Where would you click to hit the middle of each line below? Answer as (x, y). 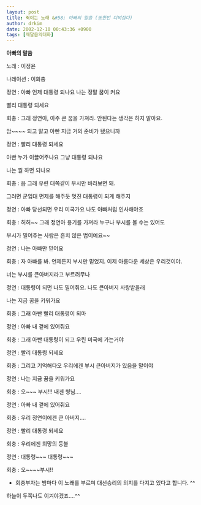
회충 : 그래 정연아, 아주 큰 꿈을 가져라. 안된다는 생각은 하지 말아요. (85, 118)
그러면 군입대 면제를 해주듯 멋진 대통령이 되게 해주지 (68, 196)
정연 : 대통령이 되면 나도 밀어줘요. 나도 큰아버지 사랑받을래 (76, 287)
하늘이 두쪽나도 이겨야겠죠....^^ (43, 496)
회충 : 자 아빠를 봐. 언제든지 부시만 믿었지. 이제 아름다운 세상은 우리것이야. (94, 262)
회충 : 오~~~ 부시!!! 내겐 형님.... (44, 392)
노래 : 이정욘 (21, 66)
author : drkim (25, 23)
